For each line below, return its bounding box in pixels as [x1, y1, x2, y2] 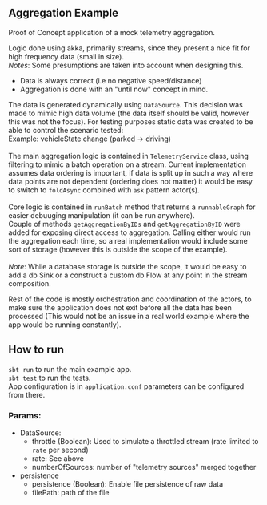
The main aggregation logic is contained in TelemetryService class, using [8, 151, 249, 160]
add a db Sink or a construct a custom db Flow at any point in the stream [8, 270, 248, 280]
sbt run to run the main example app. [8, 364, 132, 374]
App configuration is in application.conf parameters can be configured [8, 381, 245, 391]
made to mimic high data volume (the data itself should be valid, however [8, 108, 249, 118]
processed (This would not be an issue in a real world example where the [8, 311, 249, 321]
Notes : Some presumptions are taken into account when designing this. [8, 60, 244, 70]
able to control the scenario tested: [8, 125, 124, 135]
